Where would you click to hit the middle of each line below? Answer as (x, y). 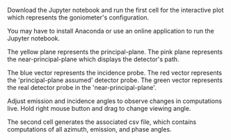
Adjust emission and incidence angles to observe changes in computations (115, 101)
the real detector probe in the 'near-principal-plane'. (82, 87)
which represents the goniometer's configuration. (78, 17)
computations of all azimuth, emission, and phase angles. (89, 129)
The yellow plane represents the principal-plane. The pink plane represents (115, 52)
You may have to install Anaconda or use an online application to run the (111, 31)
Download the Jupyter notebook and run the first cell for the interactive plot (115, 10)
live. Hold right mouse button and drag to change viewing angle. (99, 108)
